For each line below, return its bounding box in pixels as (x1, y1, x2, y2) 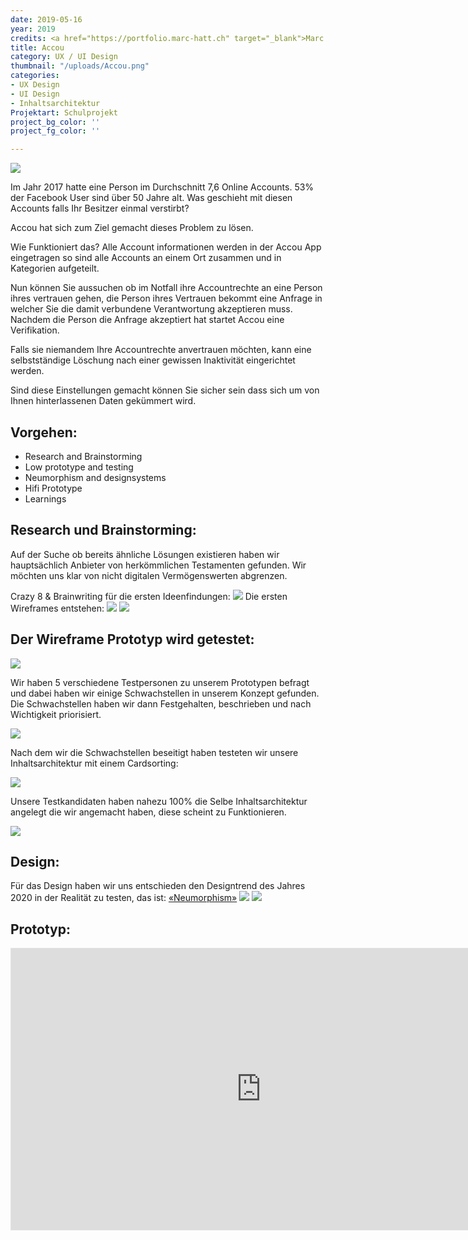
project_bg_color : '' (10, 117, 101, 127)
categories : (10, 71, 60, 81)
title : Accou (10, 42, 65, 53)
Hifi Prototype (24, 482, 83, 494)
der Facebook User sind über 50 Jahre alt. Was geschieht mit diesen (10, 192, 293, 204)
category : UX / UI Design (10, 52, 118, 62)
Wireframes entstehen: (10, 602, 105, 614)
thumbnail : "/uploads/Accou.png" (10, 61, 150, 71)
